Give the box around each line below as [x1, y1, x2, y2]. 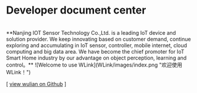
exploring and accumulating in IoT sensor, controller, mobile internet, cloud [6, 42, 187, 49]
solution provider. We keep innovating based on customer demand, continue [6, 35, 191, 42]
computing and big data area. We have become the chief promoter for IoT [6, 48, 185, 55]
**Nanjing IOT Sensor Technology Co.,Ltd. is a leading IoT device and [6, 29, 176, 36]
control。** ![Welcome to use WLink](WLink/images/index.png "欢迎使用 [6, 61, 182, 68]
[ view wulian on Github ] [6, 80, 66, 87]
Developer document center [6, 4, 146, 17]
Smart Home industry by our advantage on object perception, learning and [6, 54, 187, 61]
